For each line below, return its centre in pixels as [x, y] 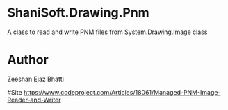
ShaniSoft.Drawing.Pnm [78, 13]
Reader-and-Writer [34, 100]
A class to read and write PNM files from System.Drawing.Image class [107, 32]
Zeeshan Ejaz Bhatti [36, 79]
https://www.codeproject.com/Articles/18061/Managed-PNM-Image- [122, 92]
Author [28, 60]
